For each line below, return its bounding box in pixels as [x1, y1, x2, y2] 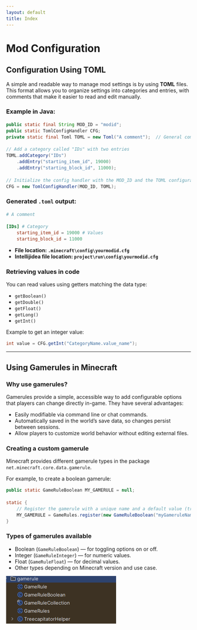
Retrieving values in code [6, 267, 80, 276]
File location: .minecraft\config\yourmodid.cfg [14, 247, 130, 254]
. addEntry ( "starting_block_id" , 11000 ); [16, 165, 117, 171]
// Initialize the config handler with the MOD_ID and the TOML [6, 177, 167, 183]
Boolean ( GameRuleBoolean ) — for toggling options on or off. [14, 546, 158, 553]
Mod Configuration [6, 42, 101, 55]
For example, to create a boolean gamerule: [6, 475, 111, 482]
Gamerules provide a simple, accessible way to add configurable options [6, 393, 182, 400]
